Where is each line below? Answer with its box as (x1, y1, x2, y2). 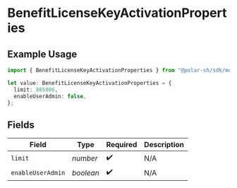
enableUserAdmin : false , (13, 93, 87, 100)
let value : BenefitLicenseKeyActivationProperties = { (7, 79, 172, 86)
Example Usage (7, 48, 78, 60)
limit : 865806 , (13, 86, 59, 93)
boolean (71, 168, 100, 177)
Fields (7, 119, 35, 131)
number (71, 153, 98, 163)
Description (144, 140, 185, 150)
